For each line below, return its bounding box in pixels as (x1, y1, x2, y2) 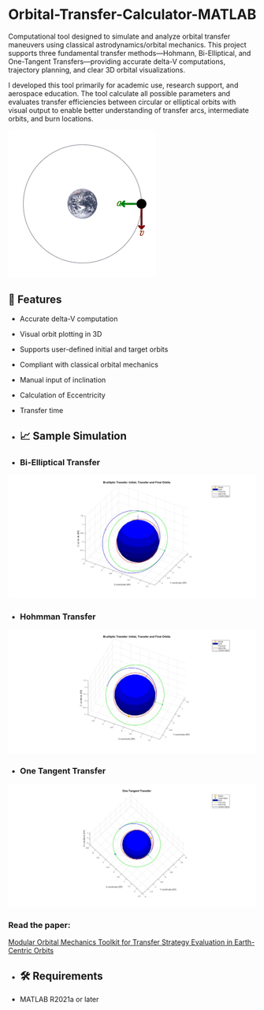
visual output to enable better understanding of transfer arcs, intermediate (8, 105, 250, 115)
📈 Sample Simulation (19, 430, 128, 443)
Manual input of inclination (19, 375, 106, 384)
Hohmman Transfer (19, 611, 96, 622)
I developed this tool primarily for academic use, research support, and (8, 80, 239, 90)
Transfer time (19, 405, 64, 415)
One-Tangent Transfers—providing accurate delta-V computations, (8, 57, 226, 66)
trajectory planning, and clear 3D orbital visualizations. (8, 65, 185, 74)
